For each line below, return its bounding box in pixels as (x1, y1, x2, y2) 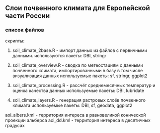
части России (5, 12, 50, 20)
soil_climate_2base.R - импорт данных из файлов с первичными (12, 47, 148, 53)
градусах (5, 122, 25, 128)
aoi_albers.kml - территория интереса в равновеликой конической (5, 112, 146, 118)
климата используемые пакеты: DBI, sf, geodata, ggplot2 (12, 102, 133, 108)
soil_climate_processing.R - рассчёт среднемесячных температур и (12, 82, 156, 88)
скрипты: (5, 38, 25, 44)
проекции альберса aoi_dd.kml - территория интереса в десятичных (5, 117, 151, 123)
